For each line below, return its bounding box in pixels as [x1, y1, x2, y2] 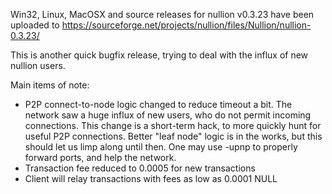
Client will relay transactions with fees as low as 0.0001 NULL [24, 173, 278, 184]
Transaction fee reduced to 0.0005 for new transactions [24, 162, 256, 174]
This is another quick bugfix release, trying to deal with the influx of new [10, 49, 309, 61]
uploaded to [10, 19, 60, 31]
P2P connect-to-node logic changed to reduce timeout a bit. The [24, 99, 293, 110]
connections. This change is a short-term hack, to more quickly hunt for [24, 120, 322, 131]
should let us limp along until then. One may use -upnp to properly [24, 141, 298, 153]
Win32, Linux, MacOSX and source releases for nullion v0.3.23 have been [10, 9, 315, 20]
